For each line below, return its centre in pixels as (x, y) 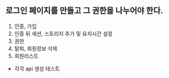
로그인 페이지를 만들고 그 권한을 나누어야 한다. (84, 11)
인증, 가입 (25, 26)
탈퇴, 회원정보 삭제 (36, 48)
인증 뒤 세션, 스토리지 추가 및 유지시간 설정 (63, 33)
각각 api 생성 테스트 (37, 68)
